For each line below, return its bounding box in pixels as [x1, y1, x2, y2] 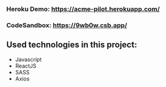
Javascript [15, 56, 42, 63]
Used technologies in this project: [6, 40, 137, 50]
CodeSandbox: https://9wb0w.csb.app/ [6, 21, 128, 29]
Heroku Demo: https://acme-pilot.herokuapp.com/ [6, 5, 160, 13]
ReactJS [15, 62, 37, 69]
